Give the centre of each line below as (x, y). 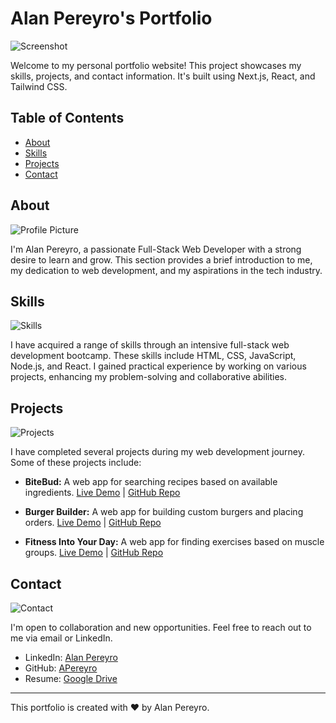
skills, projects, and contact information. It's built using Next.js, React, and (163, 76)
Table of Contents (67, 118)
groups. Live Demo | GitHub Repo (94, 553)
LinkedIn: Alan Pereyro (71, 657)
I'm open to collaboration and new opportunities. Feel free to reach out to (161, 627)
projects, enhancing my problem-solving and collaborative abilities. (148, 377)
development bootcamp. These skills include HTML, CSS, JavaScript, (153, 356)
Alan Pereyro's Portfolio (111, 18)
